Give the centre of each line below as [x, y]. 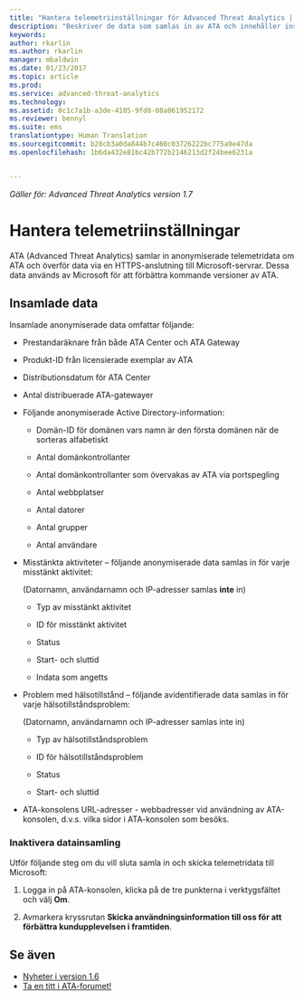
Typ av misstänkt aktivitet [83, 607]
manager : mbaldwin [44, 60]
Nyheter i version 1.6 [61, 976]
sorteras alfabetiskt [72, 440]
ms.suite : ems [36, 128]
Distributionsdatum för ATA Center [86, 377]
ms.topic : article [44, 77]
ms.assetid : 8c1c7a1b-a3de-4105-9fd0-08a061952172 [107, 110]
